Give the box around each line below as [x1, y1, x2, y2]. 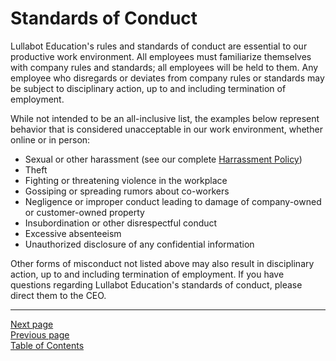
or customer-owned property [24, 206, 145, 218]
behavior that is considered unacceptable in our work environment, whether [10, 123, 323, 135]
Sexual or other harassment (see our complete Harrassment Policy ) [24, 153, 303, 165]
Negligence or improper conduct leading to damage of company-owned [24, 195, 322, 207]
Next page [10, 318, 54, 330]
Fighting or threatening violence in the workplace [24, 174, 228, 186]
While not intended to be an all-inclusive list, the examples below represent [10, 112, 320, 124]
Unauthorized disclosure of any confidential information [24, 238, 255, 250]
